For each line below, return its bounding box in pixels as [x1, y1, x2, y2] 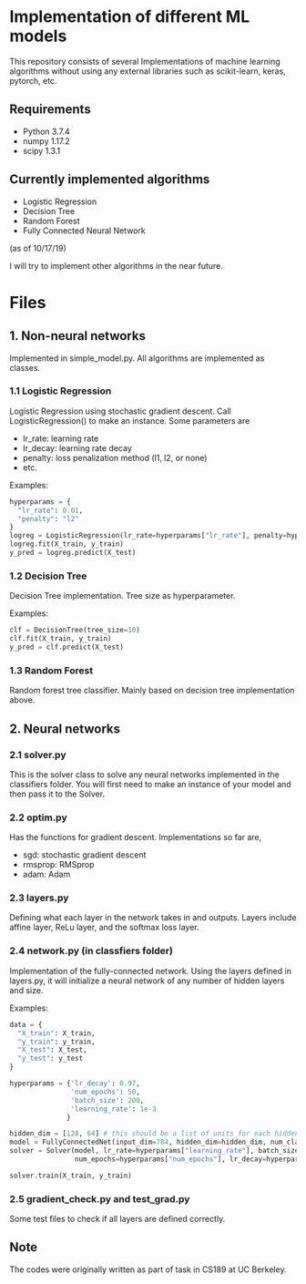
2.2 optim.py [9, 811, 67, 824]
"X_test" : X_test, [17, 1045, 88, 1054]
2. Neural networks [9, 721, 121, 736]
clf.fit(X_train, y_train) [9, 634, 112, 643]
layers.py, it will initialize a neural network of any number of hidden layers [9, 975, 285, 986]
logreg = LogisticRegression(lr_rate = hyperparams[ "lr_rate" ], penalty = [9, 531, 287, 540]
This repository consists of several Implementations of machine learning [9, 56, 280, 67]
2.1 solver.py [9, 748, 66, 761]
